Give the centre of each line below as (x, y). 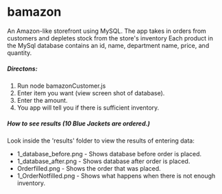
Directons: (22, 69)
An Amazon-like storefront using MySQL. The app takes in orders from (107, 31)
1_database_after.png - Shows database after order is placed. (103, 161)
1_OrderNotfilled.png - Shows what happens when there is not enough (116, 175)
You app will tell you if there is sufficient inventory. (88, 108)
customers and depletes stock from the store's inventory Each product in (110, 38)
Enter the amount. (42, 100)
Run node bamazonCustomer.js (61, 86)
